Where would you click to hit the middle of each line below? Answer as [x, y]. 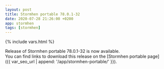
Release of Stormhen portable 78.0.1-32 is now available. [63, 51]
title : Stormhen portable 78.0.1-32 [42, 14]
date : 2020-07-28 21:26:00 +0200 [39, 19]
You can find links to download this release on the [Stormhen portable [76, 56]
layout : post [18, 10]
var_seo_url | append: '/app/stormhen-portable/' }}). [64, 62]
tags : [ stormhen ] [23, 28]
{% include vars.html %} [30, 42]
